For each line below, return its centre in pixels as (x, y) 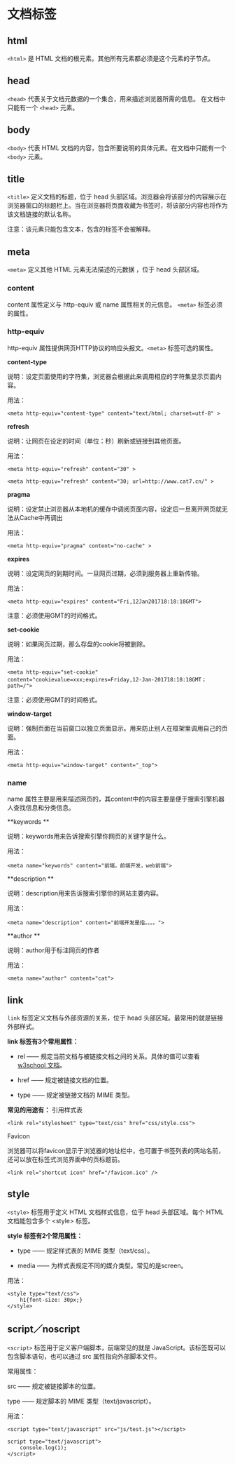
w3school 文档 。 (42, 1065)
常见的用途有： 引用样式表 (45, 1110)
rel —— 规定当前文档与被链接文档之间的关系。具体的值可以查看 (109, 1056)
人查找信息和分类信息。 (41, 808)
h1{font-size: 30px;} (51, 1300)
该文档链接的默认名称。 (41, 214)
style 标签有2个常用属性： (45, 1235)
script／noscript (44, 1330)
